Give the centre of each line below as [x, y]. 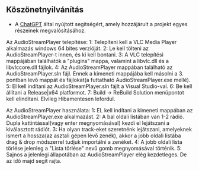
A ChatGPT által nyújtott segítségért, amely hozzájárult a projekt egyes [101, 24]
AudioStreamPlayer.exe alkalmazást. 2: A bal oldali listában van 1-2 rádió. [95, 117]
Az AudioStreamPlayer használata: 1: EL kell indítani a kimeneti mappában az [99, 110]
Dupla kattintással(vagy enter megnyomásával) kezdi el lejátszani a [88, 123]
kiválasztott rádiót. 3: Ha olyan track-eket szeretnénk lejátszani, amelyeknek [99, 129]
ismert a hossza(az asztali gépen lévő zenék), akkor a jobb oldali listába [94, 136]
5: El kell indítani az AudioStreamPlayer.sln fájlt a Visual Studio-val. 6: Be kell [99, 86]
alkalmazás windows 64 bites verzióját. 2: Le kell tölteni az [78, 48]
